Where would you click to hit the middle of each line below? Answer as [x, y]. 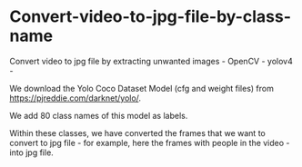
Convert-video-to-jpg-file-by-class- [150, 17]
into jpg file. [32, 152]
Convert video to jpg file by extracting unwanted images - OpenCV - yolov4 [151, 61]
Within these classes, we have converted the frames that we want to [137, 133]
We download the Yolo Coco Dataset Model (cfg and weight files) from [142, 88]
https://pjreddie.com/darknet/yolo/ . [75, 98]
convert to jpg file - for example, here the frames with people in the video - [150, 142]
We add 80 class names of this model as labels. [99, 115]
